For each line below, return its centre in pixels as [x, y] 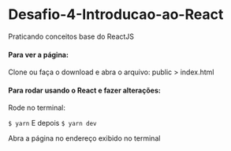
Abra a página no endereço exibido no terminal [84, 138]
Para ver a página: [39, 55]
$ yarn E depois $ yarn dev [52, 123]
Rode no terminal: [37, 108]
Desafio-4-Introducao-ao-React [116, 15]
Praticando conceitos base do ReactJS [71, 36]
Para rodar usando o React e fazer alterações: [85, 90]
